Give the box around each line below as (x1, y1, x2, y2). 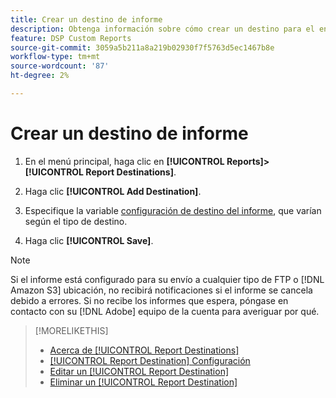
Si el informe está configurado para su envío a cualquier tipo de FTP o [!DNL (10, 273, 325, 285)
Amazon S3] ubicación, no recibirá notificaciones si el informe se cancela (10, 284, 313, 296)
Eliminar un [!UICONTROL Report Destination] (49, 376, 238, 388)
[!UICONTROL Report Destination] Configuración (49, 354, 251, 366)
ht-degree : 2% (10, 71, 70, 81)
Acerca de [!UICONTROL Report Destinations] (49, 344, 240, 356)
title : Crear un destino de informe (10, 14, 163, 25)
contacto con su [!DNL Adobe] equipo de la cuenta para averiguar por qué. (10, 305, 320, 317)
